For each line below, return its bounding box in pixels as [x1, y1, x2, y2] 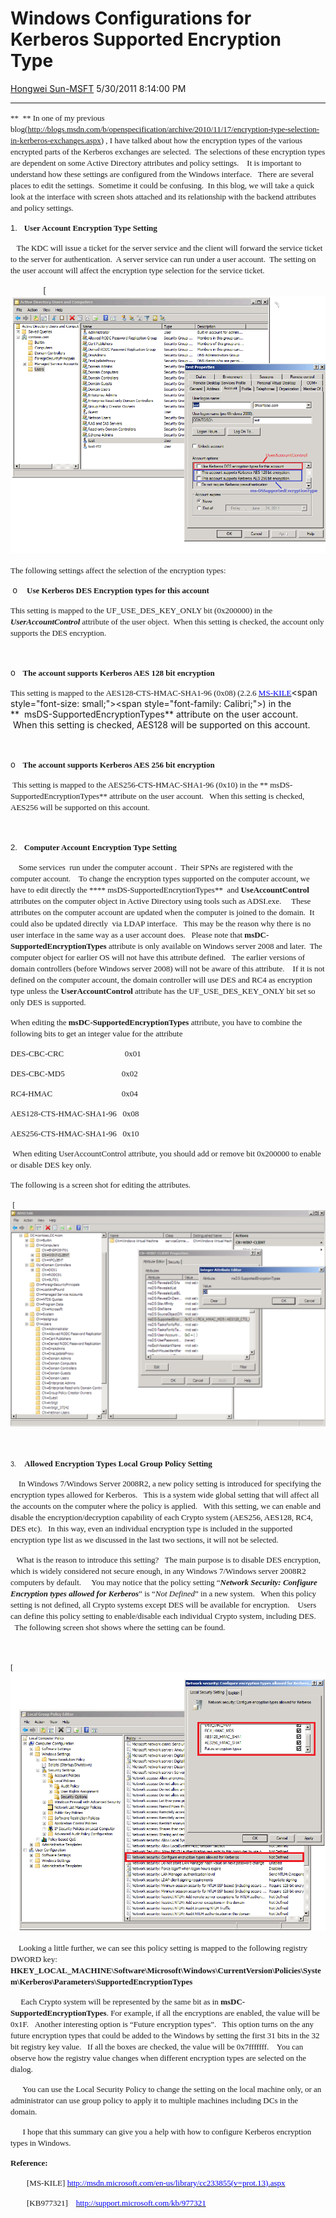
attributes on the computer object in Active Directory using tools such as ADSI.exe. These [10, 896, 312, 907]
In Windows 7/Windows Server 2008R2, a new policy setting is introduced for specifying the [18, 1478, 322, 1489]
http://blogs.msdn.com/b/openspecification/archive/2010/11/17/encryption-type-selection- [27, 123, 320, 134]
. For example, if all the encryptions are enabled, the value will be [106, 2007, 320, 2018]
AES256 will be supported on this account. [10, 802, 150, 813]
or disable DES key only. [10, 1160, 92, 1171]
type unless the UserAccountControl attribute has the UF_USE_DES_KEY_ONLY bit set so [10, 986, 316, 997]
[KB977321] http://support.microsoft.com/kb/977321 [26, 2197, 207, 2208]
